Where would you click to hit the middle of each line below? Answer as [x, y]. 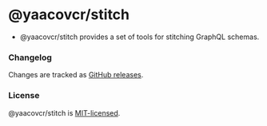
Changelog [30, 57]
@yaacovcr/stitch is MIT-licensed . [64, 112]
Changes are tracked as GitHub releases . [76, 75]
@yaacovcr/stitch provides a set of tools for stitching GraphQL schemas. [139, 37]
